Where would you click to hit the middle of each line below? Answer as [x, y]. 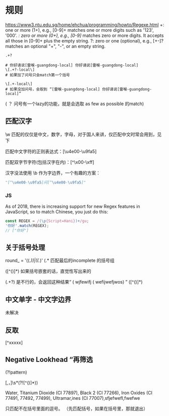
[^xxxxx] [14, 342]
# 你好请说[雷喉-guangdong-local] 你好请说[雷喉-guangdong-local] [72, 65]
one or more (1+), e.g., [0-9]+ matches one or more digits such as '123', [79, 30]
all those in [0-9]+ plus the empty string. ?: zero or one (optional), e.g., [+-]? [84, 40]
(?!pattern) [16, 372]
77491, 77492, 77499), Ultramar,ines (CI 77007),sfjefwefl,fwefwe [73, 398]
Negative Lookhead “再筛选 [49, 360]
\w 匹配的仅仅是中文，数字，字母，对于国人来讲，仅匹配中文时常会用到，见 [83, 134]
